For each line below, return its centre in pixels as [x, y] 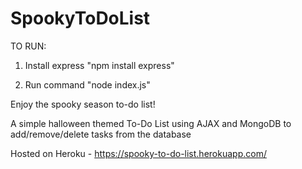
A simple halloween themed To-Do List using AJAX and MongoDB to [151, 123]
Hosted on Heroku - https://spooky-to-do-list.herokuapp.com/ [138, 153]
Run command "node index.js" [87, 84]
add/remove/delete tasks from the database [101, 134]
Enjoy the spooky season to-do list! [83, 104]
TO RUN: [28, 46]
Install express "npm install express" [99, 65]
